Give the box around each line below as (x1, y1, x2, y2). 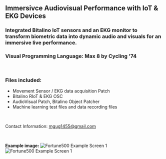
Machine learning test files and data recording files (12, 103, 117, 109)
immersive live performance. (5, 39, 77, 46)
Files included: (5, 76, 41, 83)
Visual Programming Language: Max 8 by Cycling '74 (5, 52, 137, 59)
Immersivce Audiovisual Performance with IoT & (5, 4, 158, 12)
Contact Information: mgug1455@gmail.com (5, 123, 96, 129)
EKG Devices (5, 12, 46, 20)
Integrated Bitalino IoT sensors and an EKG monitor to (5, 27, 137, 34)
